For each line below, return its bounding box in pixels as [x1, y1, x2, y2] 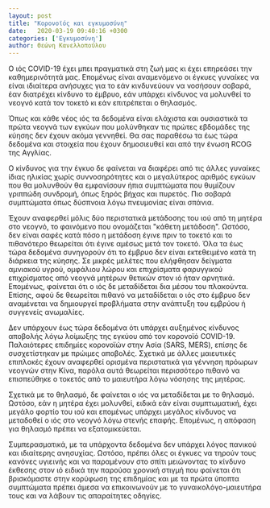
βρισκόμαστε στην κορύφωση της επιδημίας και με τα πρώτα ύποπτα [8, 474, 239, 484]
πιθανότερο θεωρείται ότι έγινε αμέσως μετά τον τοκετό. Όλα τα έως [8, 239, 243, 249]
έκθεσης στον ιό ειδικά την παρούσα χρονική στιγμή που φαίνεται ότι [8, 465, 242, 475]
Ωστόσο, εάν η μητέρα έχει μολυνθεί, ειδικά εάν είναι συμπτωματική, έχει [8, 399, 258, 408]
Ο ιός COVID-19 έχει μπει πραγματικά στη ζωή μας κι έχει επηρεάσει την [8, 64, 252, 73]
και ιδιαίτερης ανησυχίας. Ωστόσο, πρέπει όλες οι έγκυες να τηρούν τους [8, 448, 256, 458]
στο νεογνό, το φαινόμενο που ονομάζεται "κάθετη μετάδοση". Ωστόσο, [8, 222, 251, 232]
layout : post [8, 11, 52, 20]
